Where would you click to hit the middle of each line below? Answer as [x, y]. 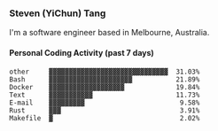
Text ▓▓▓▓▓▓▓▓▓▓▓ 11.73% [105, 95]
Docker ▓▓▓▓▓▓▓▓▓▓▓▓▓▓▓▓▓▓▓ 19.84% [105, 87]
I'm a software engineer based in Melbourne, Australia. [109, 33]
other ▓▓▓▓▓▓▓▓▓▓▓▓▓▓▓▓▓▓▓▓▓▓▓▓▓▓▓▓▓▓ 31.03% [105, 72]
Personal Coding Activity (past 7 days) [82, 52]
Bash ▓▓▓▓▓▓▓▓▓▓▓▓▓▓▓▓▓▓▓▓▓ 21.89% [105, 79]
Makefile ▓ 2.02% [105, 118]
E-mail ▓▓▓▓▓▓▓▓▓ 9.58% [105, 103]
